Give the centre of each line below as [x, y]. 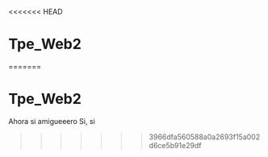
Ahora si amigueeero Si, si [52, 121]
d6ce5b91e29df [175, 145]
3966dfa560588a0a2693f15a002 [205, 137]
